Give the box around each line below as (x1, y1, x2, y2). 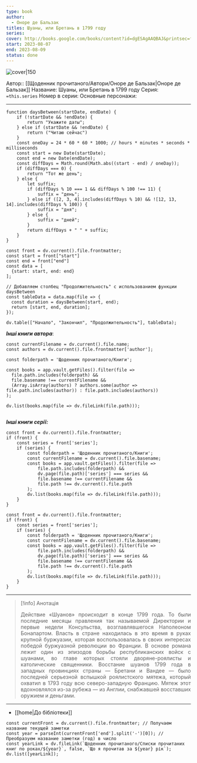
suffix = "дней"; (37, 217, 80, 223)
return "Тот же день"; (27, 171, 83, 177)
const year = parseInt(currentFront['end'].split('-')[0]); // (6, 730, 164, 737)
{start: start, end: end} (11, 268, 75, 274)
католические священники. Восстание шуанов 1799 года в (20, 661, 191, 668)
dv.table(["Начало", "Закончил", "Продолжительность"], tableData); (6, 319, 177, 326)
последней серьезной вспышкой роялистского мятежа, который (20, 673, 191, 680)
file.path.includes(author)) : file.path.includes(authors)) (6, 387, 159, 393)
